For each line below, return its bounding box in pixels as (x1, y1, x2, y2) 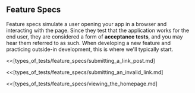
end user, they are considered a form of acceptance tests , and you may (6, 33, 183, 40)
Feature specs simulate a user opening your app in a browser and (6, 20, 167, 27)
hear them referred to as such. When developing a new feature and (6, 39, 171, 46)
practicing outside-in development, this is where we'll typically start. (6, 46, 174, 53)
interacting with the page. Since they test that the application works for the (6, 27, 189, 34)
